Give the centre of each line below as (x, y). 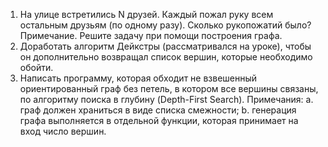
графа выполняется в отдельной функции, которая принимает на (159, 120)
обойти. (36, 67)
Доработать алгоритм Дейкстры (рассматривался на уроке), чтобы (165, 46)
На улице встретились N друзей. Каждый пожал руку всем (146, 14)
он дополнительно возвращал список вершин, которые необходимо (166, 57)
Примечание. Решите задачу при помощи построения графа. (151, 35)
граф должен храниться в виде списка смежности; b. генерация (158, 110)
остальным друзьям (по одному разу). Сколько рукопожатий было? (165, 25)
